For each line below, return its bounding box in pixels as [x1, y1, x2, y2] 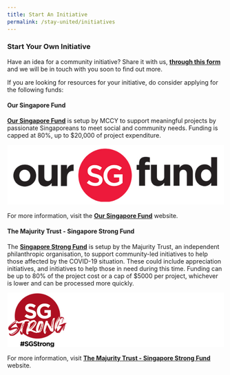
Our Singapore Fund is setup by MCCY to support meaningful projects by [7, 117, 217, 125]
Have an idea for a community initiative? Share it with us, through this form [7, 57, 221, 65]
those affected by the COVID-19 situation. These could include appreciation [7, 257, 222, 265]
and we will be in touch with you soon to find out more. [7, 65, 163, 73]
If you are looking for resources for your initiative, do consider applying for [7, 78, 218, 86]
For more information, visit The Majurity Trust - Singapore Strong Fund [7, 354, 211, 362]
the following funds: [7, 85, 64, 94]
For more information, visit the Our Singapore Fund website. [7, 211, 178, 219]
